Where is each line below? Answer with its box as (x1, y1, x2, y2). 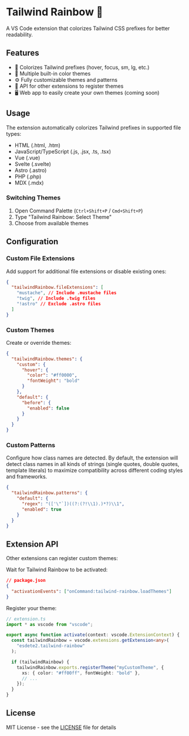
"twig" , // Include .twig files (16, 295, 96, 302)
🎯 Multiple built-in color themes (14, 70, 91, 77)
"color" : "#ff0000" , (27, 372, 77, 378)
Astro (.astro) (14, 166, 47, 174)
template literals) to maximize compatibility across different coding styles (6, 467, 183, 474)
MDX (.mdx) (14, 179, 44, 186)
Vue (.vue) (14, 154, 41, 161)
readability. (6, 31, 33, 38)
